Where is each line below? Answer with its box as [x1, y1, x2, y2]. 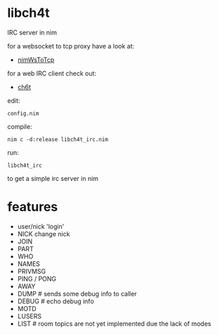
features [7, 199, 58, 215]
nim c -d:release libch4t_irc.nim [7, 136, 109, 143]
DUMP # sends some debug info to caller [17, 289, 137, 298]
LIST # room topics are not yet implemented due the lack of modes [17, 319, 212, 328]
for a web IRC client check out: [7, 69, 97, 77]
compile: [7, 122, 33, 131]
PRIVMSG [17, 267, 46, 275]
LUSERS [17, 312, 42, 320]
